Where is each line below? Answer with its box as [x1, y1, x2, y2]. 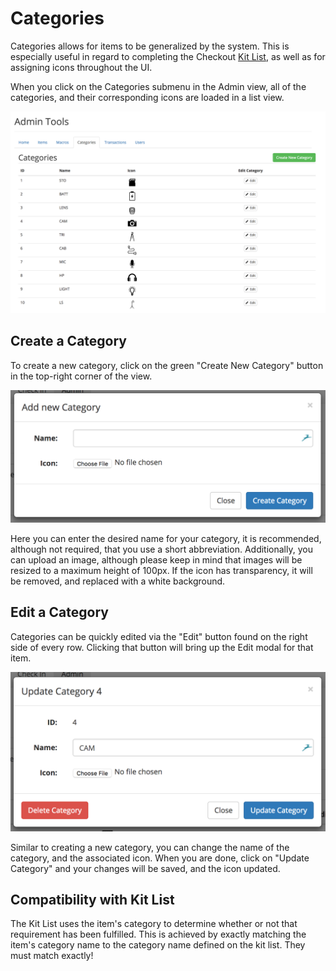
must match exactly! [10, 950, 94, 962]
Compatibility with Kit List [10, 891, 175, 908]
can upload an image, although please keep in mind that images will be [10, 553, 303, 566]
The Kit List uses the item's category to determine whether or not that [10, 918, 298, 930]
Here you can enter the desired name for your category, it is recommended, [10, 532, 322, 544]
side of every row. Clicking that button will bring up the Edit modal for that [10, 641, 314, 653]
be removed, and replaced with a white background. [10, 575, 226, 587]
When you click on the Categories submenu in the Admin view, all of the [10, 80, 307, 92]
